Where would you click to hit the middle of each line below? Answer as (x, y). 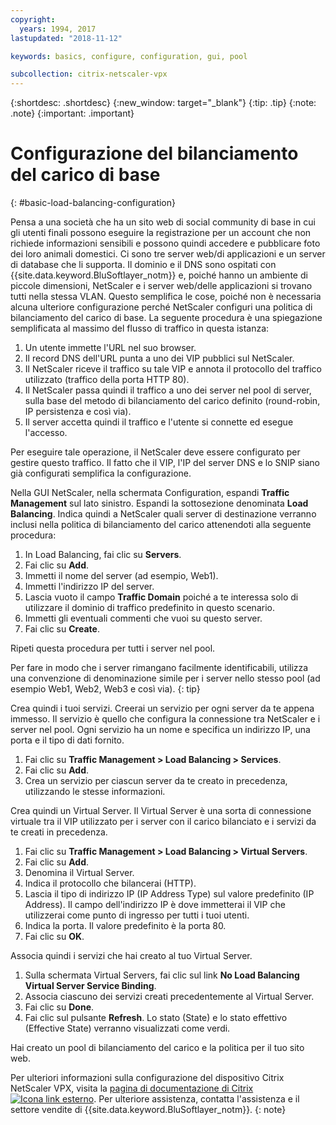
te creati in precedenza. (59, 832)
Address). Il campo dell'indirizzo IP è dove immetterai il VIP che (155, 905)
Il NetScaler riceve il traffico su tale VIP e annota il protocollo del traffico (173, 369)
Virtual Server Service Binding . (90, 986)
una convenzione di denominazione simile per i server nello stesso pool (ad (165, 678)
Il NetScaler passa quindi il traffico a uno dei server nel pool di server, (168, 390)
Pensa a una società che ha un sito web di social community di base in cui (163, 222)
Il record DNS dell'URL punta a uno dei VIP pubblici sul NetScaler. (159, 358)
